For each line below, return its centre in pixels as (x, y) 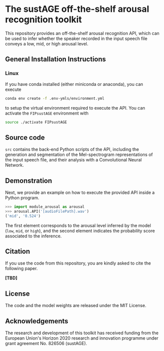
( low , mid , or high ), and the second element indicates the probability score (80, 231)
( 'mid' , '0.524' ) (23, 216)
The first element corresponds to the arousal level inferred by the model (78, 225)
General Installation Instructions (56, 59)
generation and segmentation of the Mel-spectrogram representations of (79, 155)
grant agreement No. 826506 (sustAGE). (46, 344)
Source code (25, 137)
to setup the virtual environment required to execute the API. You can (75, 108)
